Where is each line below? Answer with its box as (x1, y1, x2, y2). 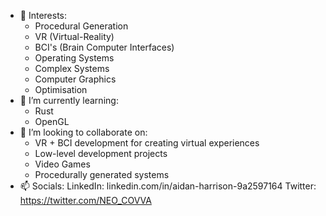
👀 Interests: (19, 10, 68, 21)
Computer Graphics (34, 73, 117, 85)
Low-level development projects (34, 148, 168, 159)
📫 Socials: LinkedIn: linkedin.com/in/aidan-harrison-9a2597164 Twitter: (19, 180, 317, 192)
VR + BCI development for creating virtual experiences (34, 137, 260, 149)
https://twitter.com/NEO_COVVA (19, 195, 152, 206)
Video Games (34, 158, 91, 170)
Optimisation (34, 84, 88, 95)
